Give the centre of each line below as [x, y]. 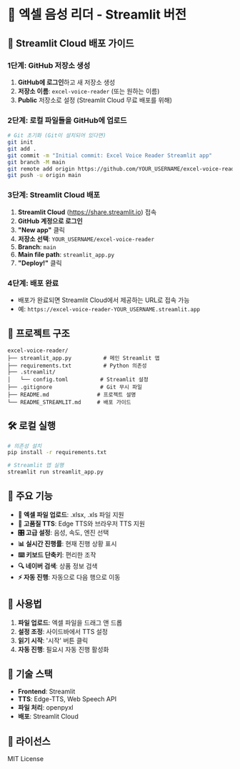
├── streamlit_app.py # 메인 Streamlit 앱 [84, 358]
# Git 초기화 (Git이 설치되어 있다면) [57, 136]
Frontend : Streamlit [46, 692]
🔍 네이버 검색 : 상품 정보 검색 [57, 566]
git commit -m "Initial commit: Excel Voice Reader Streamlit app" [110, 155]
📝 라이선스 [29, 741]
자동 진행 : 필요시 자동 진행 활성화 [63, 649]
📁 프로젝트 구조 [39, 334]
